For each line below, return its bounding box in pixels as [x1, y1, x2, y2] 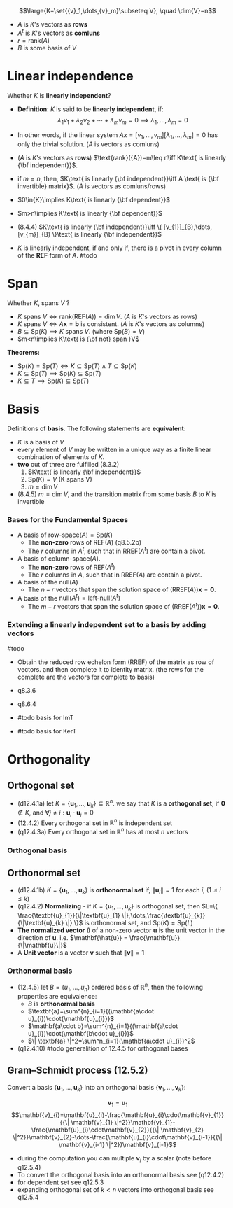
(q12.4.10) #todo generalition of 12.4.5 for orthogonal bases [17, 1044, 188, 1053]
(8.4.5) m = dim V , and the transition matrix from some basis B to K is [17, 490, 217, 498]
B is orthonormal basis [27, 999, 96, 1008]
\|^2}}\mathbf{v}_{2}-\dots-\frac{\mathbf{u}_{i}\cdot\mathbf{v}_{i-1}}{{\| [13, 1133, 223, 1142]
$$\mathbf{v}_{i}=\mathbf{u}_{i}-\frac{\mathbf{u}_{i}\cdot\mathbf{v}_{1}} [10, 1111, 225, 1119]
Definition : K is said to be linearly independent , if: [17, 105, 164, 113]
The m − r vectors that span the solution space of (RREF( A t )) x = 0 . [27, 601, 220, 610]
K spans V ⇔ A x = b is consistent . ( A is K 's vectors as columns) [17, 320, 205, 328]
